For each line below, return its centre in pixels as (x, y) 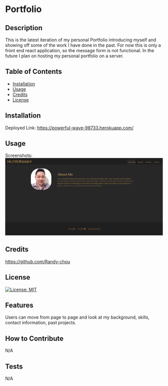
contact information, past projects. (41, 323)
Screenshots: (19, 156)
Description (24, 28)
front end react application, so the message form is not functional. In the (80, 51)
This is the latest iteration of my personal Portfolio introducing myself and (81, 40)
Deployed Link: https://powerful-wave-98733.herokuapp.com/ (69, 128)
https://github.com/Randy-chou (38, 261)
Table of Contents (34, 72)
